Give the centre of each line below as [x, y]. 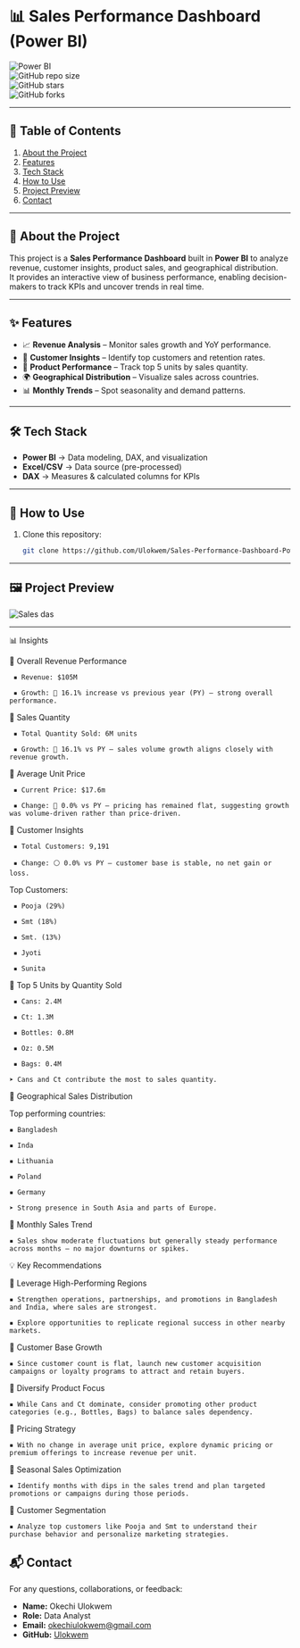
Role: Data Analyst [56, 1615]
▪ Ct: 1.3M [33, 1017]
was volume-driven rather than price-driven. [95, 813]
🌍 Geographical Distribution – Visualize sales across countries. [140, 377]
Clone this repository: [62, 534]
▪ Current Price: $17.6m [59, 790]
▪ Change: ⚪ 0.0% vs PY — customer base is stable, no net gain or [142, 863]
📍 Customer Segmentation [58, 1510]
